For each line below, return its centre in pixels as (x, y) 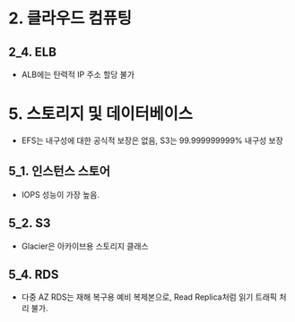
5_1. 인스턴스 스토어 (60, 171)
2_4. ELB (33, 51)
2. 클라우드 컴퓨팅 (70, 18)
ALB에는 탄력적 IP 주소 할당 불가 (78, 74)
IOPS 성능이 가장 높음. (61, 194)
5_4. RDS (34, 274)
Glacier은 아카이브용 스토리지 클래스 (85, 246)
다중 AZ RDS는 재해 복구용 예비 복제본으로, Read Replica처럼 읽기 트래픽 (149, 297)
